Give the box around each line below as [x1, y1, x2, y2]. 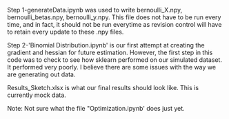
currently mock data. [7, 91, 67, 99]
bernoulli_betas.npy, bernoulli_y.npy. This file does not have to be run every [7, 13, 221, 21]
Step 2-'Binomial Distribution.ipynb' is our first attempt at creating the [7, 41, 205, 49]
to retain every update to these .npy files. [7, 28, 124, 36]
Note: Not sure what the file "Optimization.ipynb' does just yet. [7, 105, 185, 112]
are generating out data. [7, 70, 76, 78]
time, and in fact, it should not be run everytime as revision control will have [7, 21, 222, 28]
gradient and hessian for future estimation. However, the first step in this [7, 48, 213, 56]
